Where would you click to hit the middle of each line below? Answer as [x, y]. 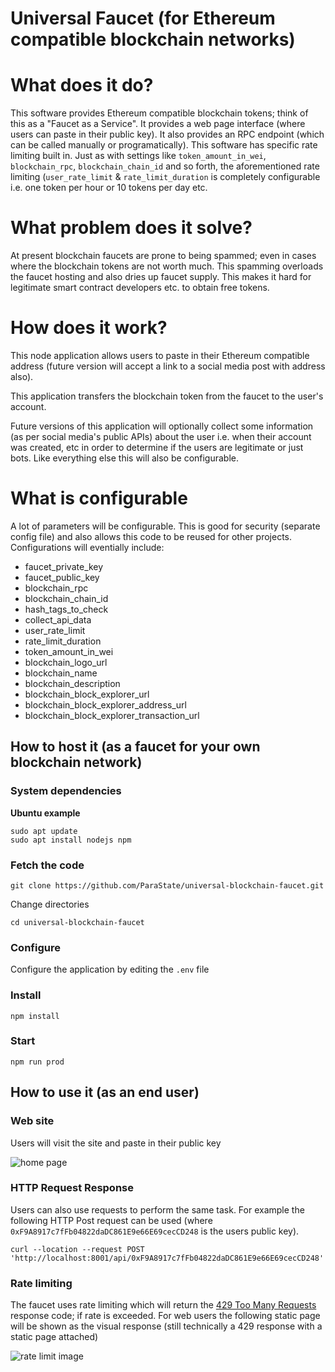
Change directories [50, 904]
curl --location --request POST [77, 1249]
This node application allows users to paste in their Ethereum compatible [160, 355]
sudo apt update [44, 831]
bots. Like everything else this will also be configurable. [125, 458]
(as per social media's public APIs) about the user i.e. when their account [161, 436]
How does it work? [89, 328]
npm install [35, 1016]
